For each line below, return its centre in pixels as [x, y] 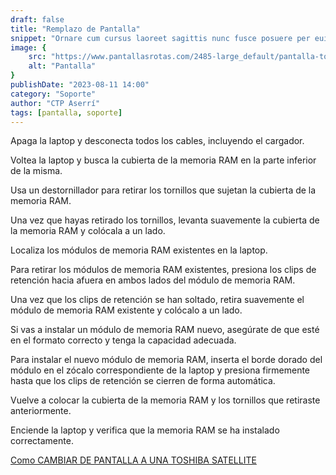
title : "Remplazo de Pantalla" [75, 29]
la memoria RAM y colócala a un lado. [88, 231]
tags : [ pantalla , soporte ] [66, 112]
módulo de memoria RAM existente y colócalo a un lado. [126, 310]
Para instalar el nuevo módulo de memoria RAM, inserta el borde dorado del [166, 360]
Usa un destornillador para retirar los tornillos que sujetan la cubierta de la [163, 190]
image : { [28, 47]
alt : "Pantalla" [62, 66]
